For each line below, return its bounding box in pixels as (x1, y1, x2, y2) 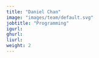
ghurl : (6, 31, 23, 37)
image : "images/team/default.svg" (6, 14, 94, 21)
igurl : (6, 25, 23, 32)
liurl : (6, 37, 23, 43)
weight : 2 (6, 43, 32, 49)
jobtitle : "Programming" (6, 20, 69, 26)
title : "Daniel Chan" (6, 8, 61, 15)
